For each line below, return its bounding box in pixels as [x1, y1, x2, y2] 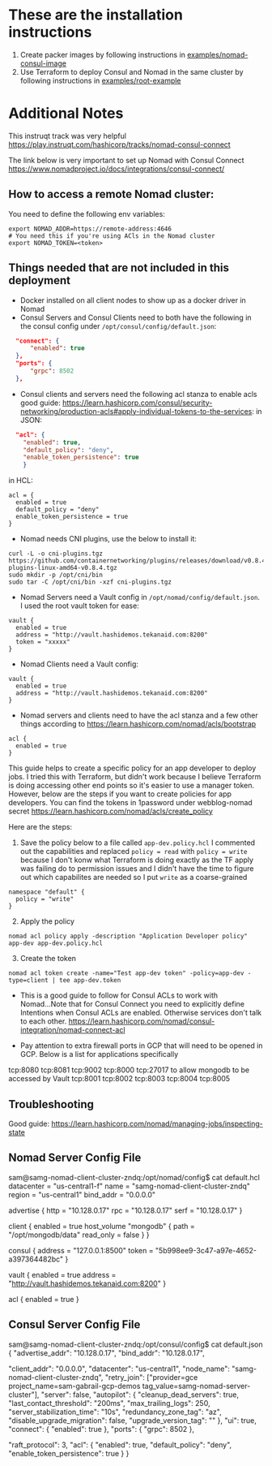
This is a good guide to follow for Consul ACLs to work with [19, 990, 219, 1000]
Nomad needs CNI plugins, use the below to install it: [19, 534, 197, 544]
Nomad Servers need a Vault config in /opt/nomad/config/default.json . [19, 593, 261, 602]
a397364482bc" [8, 1254, 64, 1264]
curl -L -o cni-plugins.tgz [8, 550, 104, 558]
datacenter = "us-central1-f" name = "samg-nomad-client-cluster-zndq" [8, 1181, 251, 1191]
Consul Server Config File [8, 1317, 141, 1332]
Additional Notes [8, 104, 124, 123]
